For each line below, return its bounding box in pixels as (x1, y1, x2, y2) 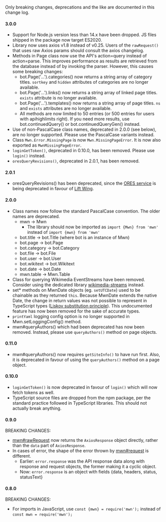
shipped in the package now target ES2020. (12, 37, 103, 43)
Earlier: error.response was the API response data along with (19, 458, 145, 465)
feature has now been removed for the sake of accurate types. (12, 308, 140, 314)
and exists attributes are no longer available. (19, 105, 112, 111)
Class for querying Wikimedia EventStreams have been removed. (12, 276, 145, 282)
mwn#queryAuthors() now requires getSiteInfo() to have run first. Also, (12, 351, 160, 357)
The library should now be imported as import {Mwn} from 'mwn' (27, 224, 159, 230)
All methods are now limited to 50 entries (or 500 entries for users (19, 111, 155, 117)
